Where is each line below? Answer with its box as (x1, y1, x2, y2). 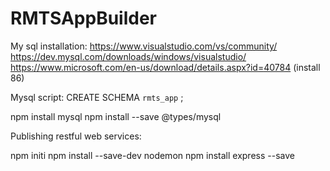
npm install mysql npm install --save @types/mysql (10, 110, 222, 122)
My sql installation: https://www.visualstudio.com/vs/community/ (10, 40, 278, 52)
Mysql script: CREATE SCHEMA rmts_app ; (10, 91, 184, 103)
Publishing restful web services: (10, 130, 142, 142)
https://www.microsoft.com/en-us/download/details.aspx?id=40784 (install (10, 61, 321, 73)
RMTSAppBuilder (10, 7, 157, 30)
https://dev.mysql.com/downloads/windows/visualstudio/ (10, 50, 247, 62)
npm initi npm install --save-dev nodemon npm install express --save (10, 149, 295, 161)
